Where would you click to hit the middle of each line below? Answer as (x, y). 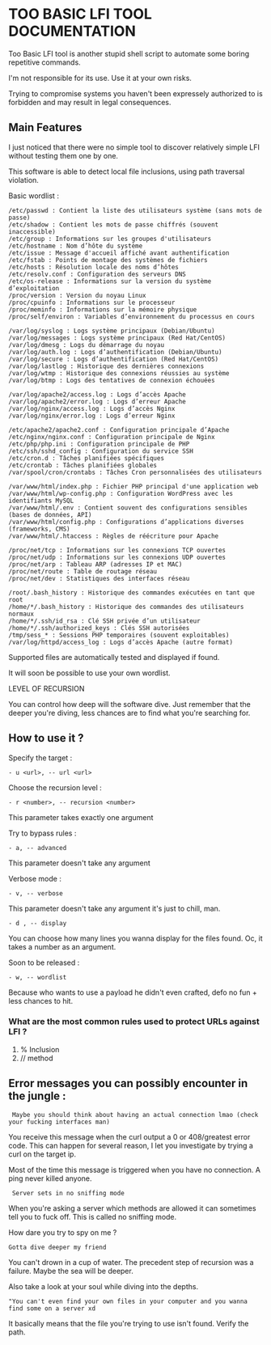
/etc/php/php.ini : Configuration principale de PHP (99, 444)
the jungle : (37, 1096)
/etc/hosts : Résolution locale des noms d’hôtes (94, 267)
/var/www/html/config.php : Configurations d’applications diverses (126, 522)
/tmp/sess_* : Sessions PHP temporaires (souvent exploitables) (119, 635)
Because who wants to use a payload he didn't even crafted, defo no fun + (133, 992)
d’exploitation (34, 288)
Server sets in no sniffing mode (68, 1193)
